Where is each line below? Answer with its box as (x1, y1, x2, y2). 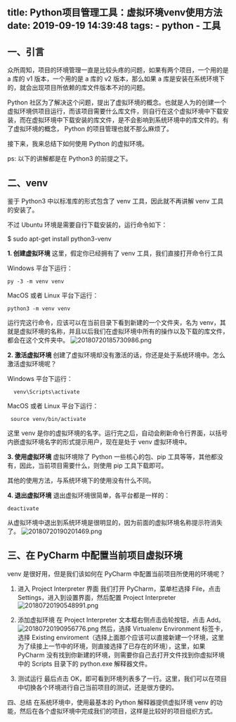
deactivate (7, 505, 39, 512)
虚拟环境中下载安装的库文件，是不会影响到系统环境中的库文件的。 (31, 116, 223, 124)
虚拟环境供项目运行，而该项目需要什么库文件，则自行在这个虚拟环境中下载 (7, 107, 223, 116)
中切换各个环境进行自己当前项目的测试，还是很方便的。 (17, 683, 178, 691)
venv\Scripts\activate (13, 389, 80, 396)
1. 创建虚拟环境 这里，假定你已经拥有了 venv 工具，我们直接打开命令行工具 (7, 249, 223, 258)
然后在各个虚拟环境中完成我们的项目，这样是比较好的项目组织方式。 (19, 707, 216, 715)
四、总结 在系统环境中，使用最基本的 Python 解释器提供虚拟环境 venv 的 (7, 697, 216, 707)
